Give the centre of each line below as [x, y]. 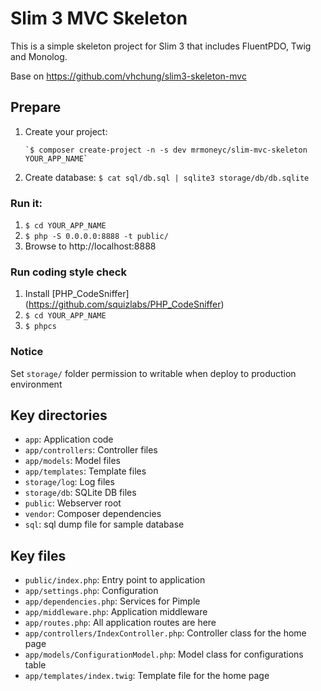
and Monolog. [39, 56]
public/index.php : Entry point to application [115, 580]
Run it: [26, 203]
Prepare [36, 107]
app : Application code [69, 439]
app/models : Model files [72, 461]
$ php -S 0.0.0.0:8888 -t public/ [96, 237]
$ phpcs [40, 327]
